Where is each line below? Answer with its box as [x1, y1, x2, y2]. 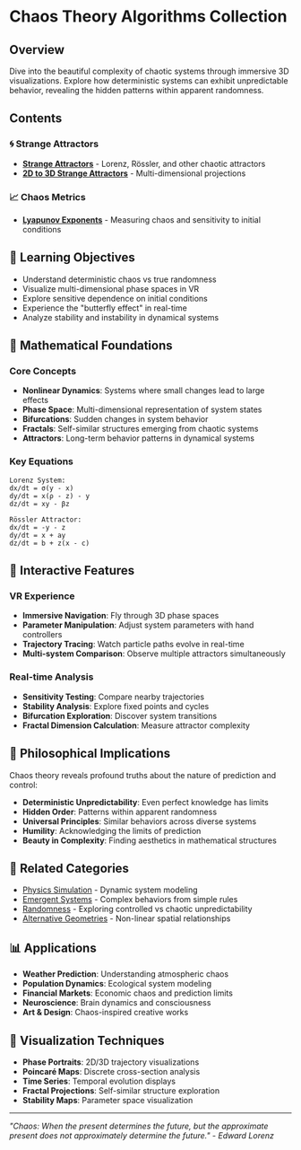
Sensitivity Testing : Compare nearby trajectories [21, 691, 204, 702]
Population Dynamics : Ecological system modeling [21, 979, 212, 989]
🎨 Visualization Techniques [9, 1032, 165, 1048]
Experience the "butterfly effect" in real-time [21, 303, 188, 313]
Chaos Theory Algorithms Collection [9, 6, 288, 27]
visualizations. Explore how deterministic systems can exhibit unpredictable [9, 75, 288, 86]
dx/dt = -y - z [9, 522, 66, 531]
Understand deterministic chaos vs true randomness [21, 274, 217, 285]
